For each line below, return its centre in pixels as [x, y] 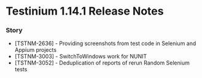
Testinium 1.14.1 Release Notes [85, 11]
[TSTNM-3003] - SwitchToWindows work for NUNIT [81, 57]
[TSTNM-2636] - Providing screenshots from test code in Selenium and [105, 43]
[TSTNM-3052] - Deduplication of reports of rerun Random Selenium [102, 63]
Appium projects [35, 50]
